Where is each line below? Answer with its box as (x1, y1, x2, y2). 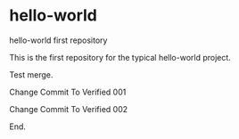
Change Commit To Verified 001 (9, 86, 127, 97)
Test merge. (9, 69, 54, 80)
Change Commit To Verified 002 (9, 103, 128, 114)
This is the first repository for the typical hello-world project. (9, 52, 232, 62)
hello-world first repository (9, 35, 108, 45)
